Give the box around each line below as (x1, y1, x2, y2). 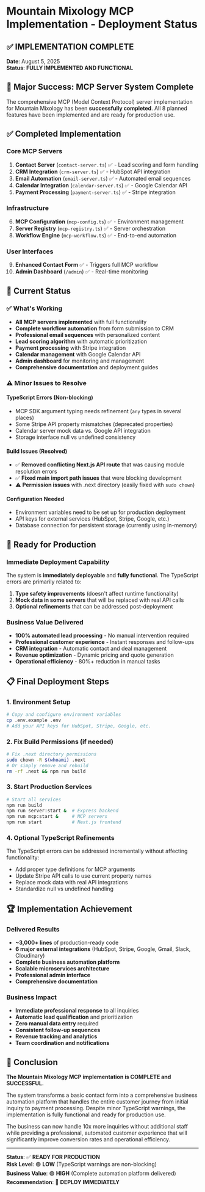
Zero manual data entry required (15, 1020, 99, 1027)
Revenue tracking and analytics (15, 1033, 98, 1040)
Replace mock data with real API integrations (15, 879, 128, 886)
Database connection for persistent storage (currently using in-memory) (15, 522, 197, 529)
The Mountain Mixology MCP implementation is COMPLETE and (6, 1073, 171, 1081)
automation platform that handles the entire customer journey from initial (6, 1098, 189, 1105)
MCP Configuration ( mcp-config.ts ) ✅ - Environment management (15, 218, 184, 225)
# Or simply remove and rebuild (6, 762, 88, 768)
